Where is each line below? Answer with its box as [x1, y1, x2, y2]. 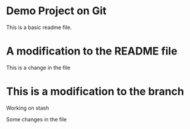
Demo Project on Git [6, 4, 107, 18]
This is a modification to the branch [6, 85, 184, 98]
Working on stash [6, 104, 49, 111]
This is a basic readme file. [6, 24, 72, 31]
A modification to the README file [6, 44, 178, 58]
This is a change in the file [6, 64, 71, 71]
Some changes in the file [6, 115, 67, 122]
